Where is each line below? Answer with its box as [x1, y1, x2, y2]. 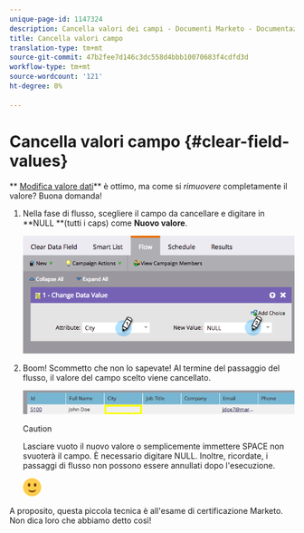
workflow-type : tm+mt [9, 63, 91, 72]
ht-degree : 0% [9, 82, 63, 91]
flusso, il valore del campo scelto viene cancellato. [22, 372, 211, 383]
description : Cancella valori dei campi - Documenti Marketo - [9, 24, 253, 34]
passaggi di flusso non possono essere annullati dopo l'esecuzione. [22, 460, 276, 471]
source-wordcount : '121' [9, 73, 103, 82]
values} [9, 150, 69, 171]
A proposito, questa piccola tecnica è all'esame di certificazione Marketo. [9, 506, 283, 517]
